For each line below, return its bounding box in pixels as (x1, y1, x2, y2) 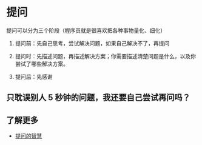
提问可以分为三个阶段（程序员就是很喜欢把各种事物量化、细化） (6, 27, 166, 34)
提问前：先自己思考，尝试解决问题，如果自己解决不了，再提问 (15, 39, 170, 47)
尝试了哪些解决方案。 (15, 60, 69, 67)
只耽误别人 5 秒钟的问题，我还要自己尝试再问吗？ (6, 92, 191, 103)
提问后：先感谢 (15, 73, 53, 80)
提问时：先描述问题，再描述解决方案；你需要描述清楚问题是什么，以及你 (15, 52, 196, 59)
